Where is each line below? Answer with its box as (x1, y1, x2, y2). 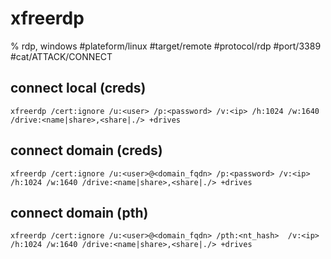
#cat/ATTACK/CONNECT (10, 50, 113, 62)
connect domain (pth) (10, 204, 149, 221)
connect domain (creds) (10, 142, 163, 159)
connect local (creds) (10, 80, 147, 97)
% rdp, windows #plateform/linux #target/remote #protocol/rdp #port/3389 (10, 40, 322, 52)
